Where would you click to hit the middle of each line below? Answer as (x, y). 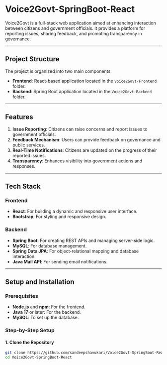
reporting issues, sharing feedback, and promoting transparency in (74, 33)
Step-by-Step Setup (30, 331)
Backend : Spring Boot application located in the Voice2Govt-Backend (82, 91)
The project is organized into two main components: (58, 71)
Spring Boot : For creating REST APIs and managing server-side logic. (83, 241)
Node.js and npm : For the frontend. (49, 307)
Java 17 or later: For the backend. (46, 312)
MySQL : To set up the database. (45, 318)
